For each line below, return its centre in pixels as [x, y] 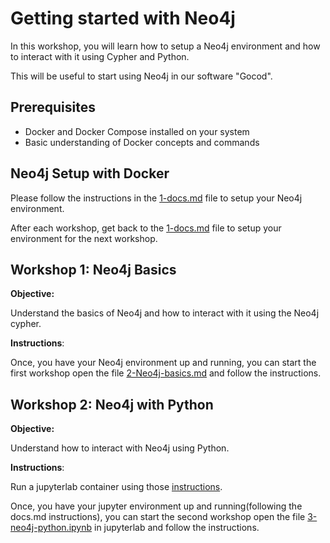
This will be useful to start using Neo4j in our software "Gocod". [141, 76]
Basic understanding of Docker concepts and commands [142, 142]
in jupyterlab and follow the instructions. [176, 528]
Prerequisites [53, 107]
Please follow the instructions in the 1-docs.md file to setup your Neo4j [156, 198]
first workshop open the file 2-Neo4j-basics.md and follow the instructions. [166, 373]
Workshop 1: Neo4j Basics [93, 269]
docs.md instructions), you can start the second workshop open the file [158, 517]
